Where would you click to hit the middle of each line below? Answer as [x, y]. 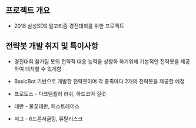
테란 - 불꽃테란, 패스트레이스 [47, 106]
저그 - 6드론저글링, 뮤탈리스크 [48, 119]
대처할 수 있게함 [43, 69]
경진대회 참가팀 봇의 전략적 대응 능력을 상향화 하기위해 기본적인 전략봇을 [97, 61]
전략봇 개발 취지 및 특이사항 [52, 46]
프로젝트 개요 [28, 11]
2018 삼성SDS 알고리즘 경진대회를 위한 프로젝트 [69, 26]
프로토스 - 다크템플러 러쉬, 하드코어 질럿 [60, 93]
